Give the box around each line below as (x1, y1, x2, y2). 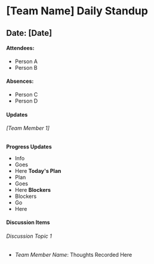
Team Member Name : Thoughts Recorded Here (14, 251, 133, 258)
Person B (14, 64, 38, 71)
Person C (14, 91, 38, 98)
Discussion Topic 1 (6, 232, 52, 240)
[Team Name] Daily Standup (6, 4, 148, 18)
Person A (14, 58, 38, 65)
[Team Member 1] (6, 125, 50, 132)
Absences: (6, 77, 34, 85)
